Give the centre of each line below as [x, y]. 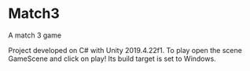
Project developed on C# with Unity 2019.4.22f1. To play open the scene [125, 50]
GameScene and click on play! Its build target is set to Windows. [112, 59]
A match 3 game [35, 35]
